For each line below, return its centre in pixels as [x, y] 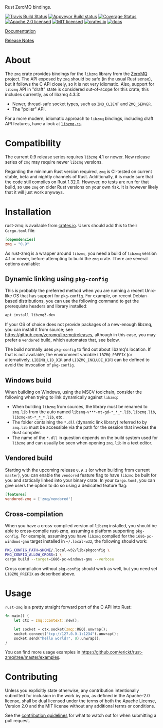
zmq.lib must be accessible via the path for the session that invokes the [84, 427]
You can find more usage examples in [43, 652]
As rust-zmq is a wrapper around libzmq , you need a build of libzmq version [81, 253]
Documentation [20, 31]
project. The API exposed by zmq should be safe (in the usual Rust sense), [79, 79]
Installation [28, 212]
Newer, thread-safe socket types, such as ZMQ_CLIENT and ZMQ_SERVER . [82, 104]
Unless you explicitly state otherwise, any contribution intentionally [72, 690]
